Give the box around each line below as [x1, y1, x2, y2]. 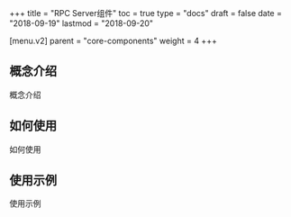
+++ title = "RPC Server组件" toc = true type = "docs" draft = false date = [9, 8, 282, 18]
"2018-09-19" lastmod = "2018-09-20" [9, 18, 154, 29]
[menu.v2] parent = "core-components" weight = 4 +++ [9, 35, 218, 46]
